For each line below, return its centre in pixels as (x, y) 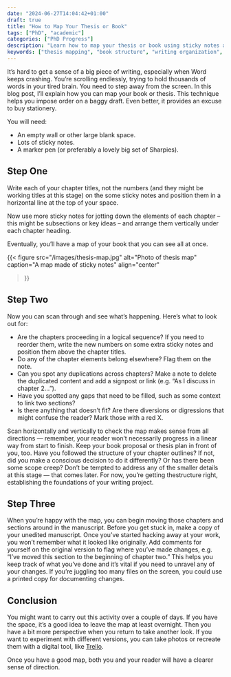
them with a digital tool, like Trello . (55, 647)
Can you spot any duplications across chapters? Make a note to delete (117, 374)
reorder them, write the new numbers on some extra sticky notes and (115, 344)
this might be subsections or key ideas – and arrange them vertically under (113, 223)
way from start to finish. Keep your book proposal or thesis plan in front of (112, 445)
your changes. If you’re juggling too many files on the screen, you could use (115, 572)
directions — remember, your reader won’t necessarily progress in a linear (112, 438)
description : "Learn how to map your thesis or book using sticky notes (113, 46)
